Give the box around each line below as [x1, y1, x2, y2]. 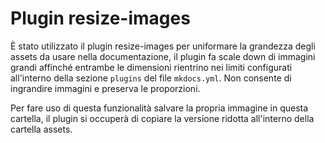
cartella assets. [10, 123, 73, 135]
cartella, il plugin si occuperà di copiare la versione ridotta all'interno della [10, 112, 315, 124]
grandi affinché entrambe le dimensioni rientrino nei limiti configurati [10, 61, 293, 73]
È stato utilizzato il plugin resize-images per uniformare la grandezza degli [10, 40, 316, 52]
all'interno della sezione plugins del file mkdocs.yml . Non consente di [10, 72, 292, 84]
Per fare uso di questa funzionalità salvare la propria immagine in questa [10, 102, 309, 114]
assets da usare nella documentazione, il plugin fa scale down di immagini [10, 50, 316, 62]
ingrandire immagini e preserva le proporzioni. [10, 82, 201, 94]
